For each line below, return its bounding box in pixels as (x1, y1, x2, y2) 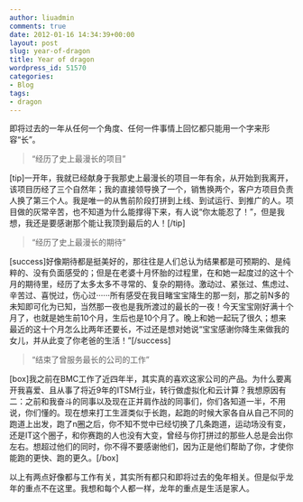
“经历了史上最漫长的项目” (31, 153, 126, 164)
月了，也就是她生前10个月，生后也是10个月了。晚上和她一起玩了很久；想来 (9, 312, 287, 323)
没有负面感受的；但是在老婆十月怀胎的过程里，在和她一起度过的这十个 (32, 267, 294, 278)
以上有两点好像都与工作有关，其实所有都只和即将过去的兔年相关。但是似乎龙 (9, 471, 294, 483)
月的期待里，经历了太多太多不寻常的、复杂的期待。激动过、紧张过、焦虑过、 (9, 279, 294, 290)
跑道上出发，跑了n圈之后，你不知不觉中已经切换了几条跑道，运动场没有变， (9, 419, 291, 430)
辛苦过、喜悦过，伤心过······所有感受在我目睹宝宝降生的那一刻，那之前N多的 (9, 290, 290, 301)
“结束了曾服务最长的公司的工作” (31, 354, 151, 366)
